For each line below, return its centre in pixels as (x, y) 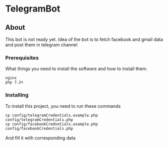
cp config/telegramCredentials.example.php (52, 115)
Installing (17, 95)
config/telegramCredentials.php (39, 120)
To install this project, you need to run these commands (63, 106)
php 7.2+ (14, 83)
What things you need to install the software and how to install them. (76, 69)
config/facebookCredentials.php (39, 128)
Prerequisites (22, 57)
